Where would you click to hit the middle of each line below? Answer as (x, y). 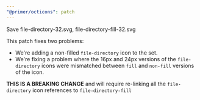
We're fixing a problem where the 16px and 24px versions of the (96, 59)
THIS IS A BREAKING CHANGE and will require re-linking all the (86, 84)
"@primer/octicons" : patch (41, 12)
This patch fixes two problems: (45, 41)
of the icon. (30, 72)
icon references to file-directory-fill (82, 90)
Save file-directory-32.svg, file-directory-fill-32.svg (71, 29)
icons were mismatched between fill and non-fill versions (118, 65)
